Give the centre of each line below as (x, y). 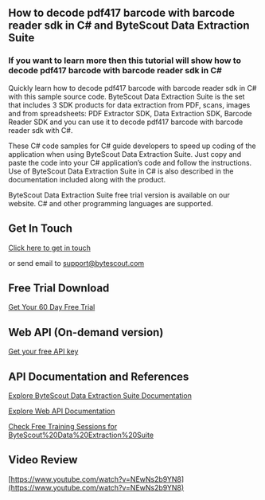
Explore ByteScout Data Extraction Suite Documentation (100, 395)
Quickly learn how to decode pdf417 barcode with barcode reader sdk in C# (132, 88)
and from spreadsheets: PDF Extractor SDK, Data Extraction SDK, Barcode (130, 113)
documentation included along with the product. (87, 179)
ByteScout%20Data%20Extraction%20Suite (81, 435)
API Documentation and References (99, 376)
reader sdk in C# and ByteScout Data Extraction (129, 26)
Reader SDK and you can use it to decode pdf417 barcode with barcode (126, 122)
